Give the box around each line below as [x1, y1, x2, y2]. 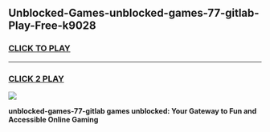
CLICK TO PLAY [8, 43, 71, 54]
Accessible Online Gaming [8, 114, 99, 124]
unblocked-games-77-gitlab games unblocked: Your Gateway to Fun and [8, 106, 257, 115]
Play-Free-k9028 [8, 19, 96, 33]
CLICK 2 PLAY [8, 73, 64, 84]
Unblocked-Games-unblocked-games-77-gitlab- [8, 6, 260, 20]
